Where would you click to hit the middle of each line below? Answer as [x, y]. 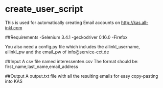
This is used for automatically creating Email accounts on [63, 22]
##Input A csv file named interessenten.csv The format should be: [72, 61]
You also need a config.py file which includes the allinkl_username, [73, 46]
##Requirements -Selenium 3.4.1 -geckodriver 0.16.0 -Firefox [67, 37]
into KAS [14, 81]
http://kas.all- [135, 22]
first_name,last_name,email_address [42, 66]
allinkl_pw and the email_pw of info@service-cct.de [57, 52]
